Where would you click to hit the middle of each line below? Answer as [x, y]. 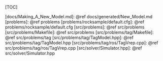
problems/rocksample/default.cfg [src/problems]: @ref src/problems [75, 27]
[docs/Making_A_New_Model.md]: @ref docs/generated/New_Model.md [79, 16]
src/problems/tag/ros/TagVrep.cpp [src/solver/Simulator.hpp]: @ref [74, 48]
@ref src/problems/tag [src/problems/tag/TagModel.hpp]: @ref [69, 37]
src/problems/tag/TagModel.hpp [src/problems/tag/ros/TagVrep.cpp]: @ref [82, 43]
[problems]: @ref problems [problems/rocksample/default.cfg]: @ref [75, 22]
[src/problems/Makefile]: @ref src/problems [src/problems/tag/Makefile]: [80, 32]
